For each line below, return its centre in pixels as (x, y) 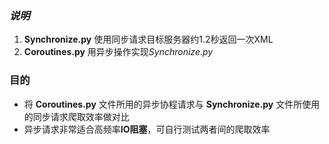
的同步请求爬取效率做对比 (76, 116)
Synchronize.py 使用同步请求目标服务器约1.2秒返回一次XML (148, 39)
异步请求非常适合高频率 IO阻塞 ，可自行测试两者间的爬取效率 (147, 129)
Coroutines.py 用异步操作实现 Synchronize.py (118, 52)
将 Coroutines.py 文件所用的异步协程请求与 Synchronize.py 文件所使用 (172, 104)
